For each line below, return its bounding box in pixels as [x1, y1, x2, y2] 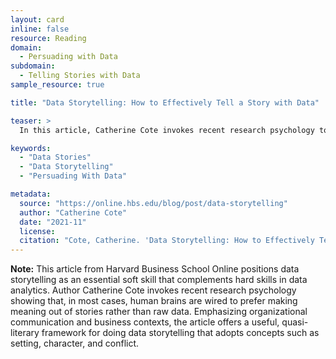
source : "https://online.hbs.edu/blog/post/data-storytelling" [19, 198, 288, 208]
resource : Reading [10, 33, 87, 43]
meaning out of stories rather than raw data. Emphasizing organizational [10, 306, 308, 318]
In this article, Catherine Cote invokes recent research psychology [19, 125, 315, 135]
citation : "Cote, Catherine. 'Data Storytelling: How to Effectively [19, 236, 315, 246]
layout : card [10, 14, 65, 25]
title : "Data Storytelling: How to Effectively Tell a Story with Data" [10, 97, 320, 108]
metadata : [10, 189, 52, 199]
